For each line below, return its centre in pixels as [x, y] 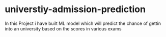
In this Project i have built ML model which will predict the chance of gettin [83, 23]
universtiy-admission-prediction [75, 9]
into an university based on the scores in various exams [63, 28]
